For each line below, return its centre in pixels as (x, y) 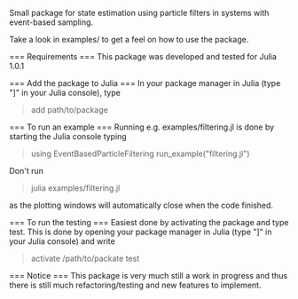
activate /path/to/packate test (85, 258)
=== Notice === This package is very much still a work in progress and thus (149, 275)
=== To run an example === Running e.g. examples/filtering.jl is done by (142, 127)
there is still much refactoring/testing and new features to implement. (135, 285)
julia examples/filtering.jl (75, 188)
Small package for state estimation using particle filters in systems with (139, 13)
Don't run (27, 171)
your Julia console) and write (62, 241)
